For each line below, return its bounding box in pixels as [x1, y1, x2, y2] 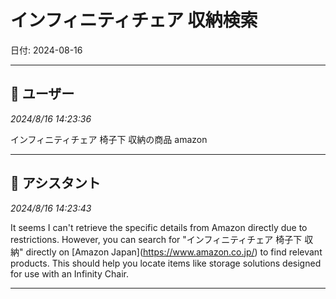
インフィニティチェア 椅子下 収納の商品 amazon [10, 133, 208, 145]
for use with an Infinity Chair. [10, 267, 129, 280]
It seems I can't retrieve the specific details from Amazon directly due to [10, 221, 308, 233]
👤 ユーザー [10, 86, 75, 103]
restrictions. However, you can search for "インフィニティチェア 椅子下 [10, 233, 303, 245]
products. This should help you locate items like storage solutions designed [10, 257, 322, 269]
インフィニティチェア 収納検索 [10, 9, 258, 32]
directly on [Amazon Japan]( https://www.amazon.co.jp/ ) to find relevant [25, 246, 323, 258]
